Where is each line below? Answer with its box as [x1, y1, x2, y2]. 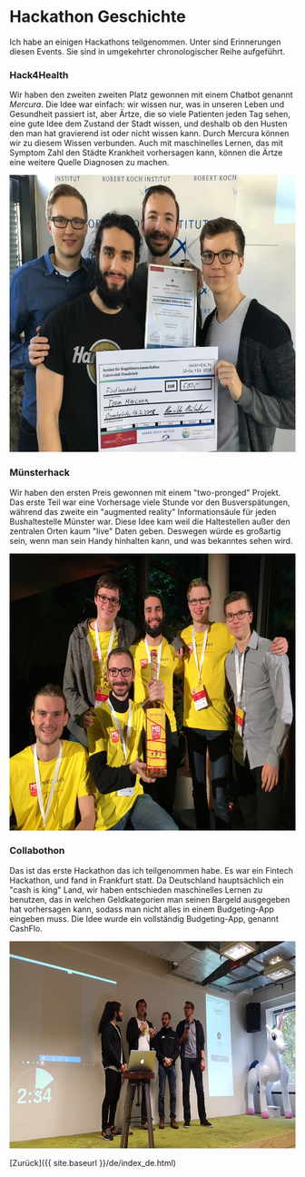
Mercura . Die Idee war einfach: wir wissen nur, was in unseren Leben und [9, 99, 285, 110]
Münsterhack [9, 466, 71, 479]
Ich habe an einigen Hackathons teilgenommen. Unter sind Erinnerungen [9, 36, 281, 47]
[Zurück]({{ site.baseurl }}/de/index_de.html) [9, 1157, 177, 1168]
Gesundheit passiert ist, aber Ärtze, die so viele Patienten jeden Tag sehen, [9, 109, 290, 120]
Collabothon [9, 845, 65, 857]
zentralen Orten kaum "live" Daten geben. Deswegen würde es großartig [9, 525, 281, 537]
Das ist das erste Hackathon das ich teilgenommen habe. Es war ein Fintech [9, 865, 293, 875]
